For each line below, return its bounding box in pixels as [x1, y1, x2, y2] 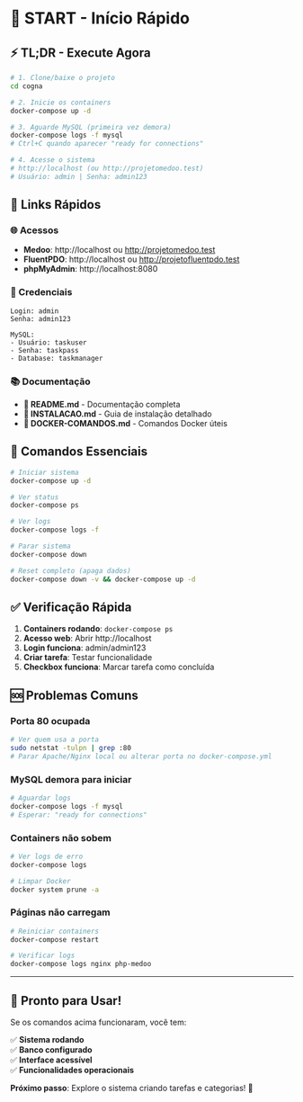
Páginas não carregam [10, 906, 111, 918]
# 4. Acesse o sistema [10, 156, 95, 165]
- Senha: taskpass [10, 345, 79, 354]
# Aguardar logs [10, 793, 71, 803]
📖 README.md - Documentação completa [22, 399, 181, 410]
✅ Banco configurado [10, 1044, 93, 1055]
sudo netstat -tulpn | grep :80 [10, 743, 131, 752]
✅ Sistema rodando [10, 1035, 85, 1045]
